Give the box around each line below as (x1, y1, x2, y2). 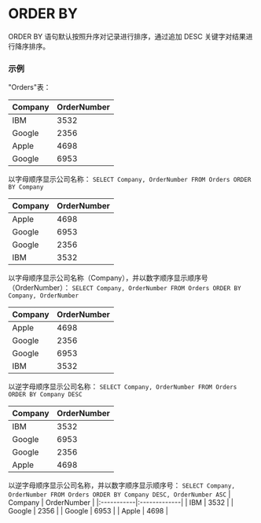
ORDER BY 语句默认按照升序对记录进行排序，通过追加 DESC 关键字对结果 (8, 31, 246, 41)
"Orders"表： (8, 83, 51, 92)
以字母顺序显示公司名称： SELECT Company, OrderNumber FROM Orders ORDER (8, 175, 252, 184)
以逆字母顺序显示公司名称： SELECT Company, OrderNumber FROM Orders (8, 382, 237, 392)
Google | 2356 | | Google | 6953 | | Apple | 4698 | (8, 506, 169, 516)
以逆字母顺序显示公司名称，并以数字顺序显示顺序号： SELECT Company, (8, 481, 236, 490)
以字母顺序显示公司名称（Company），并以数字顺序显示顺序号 (8, 273, 208, 283)
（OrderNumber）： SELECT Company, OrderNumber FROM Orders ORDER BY (8, 283, 241, 293)
